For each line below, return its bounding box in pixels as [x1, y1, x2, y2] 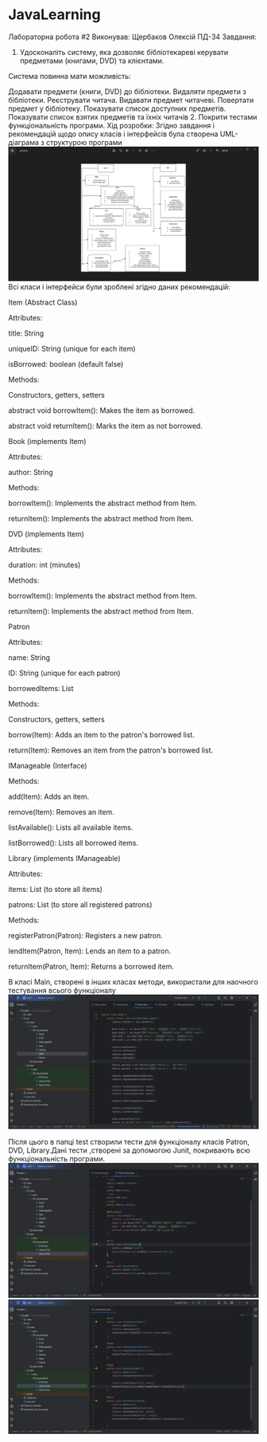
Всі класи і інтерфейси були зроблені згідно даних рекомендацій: [8, 282, 230, 292]
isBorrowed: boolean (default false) [8, 360, 124, 369]
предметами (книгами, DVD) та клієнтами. [19, 56, 164, 65]
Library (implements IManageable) [8, 854, 121, 863]
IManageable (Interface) [8, 761, 87, 771]
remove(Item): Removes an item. [8, 807, 115, 817]
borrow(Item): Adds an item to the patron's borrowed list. [8, 730, 195, 740]
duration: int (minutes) [8, 560, 81, 570]
